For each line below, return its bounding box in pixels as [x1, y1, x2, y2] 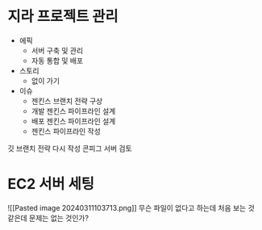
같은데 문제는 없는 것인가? [7, 213, 89, 223]
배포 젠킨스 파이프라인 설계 [31, 116, 116, 126]
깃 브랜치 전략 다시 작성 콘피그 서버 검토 [7, 143, 132, 153]
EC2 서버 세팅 [7, 175, 94, 194]
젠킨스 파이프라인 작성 [31, 126, 102, 136]
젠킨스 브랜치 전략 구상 [31, 96, 103, 106]
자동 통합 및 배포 [31, 56, 84, 65]
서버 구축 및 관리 [31, 45, 84, 55]
